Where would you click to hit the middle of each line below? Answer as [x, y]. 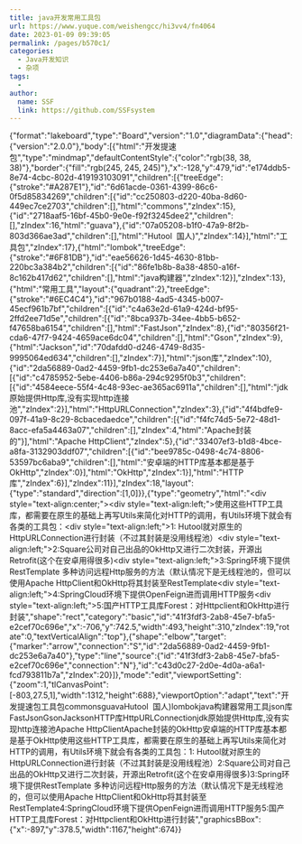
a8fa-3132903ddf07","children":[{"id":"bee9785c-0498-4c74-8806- [137, 451]
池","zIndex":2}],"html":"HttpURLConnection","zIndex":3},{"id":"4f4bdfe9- [146, 409]
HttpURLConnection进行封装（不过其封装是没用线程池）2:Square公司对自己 [150, 763]
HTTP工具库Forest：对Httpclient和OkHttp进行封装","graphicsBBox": [135, 820]
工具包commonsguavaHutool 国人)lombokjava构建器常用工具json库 [166, 707]
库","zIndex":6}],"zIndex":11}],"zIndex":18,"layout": [101, 483]
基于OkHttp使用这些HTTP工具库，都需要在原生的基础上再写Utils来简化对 [151, 740]
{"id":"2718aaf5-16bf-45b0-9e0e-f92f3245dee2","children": [122, 216]
